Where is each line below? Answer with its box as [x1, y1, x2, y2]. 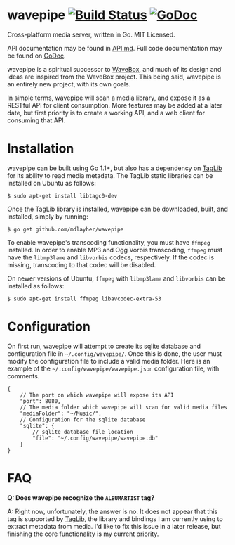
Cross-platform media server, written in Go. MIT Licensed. [7, 30, 175, 39]
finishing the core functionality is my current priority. [7, 530, 159, 538]
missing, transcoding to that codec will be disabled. [7, 260, 156, 269]
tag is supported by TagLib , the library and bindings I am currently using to [7, 514, 223, 523]
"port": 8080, [20, 397, 61, 404]
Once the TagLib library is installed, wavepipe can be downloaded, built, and [7, 205, 228, 213]
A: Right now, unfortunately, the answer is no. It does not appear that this [7, 507, 218, 515]
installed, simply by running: [7, 212, 89, 221]
